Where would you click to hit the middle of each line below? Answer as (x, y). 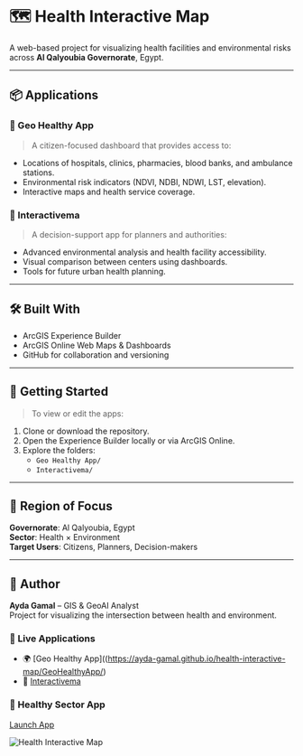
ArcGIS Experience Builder (72, 335)
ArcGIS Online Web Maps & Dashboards (96, 345)
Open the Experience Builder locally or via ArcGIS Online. (129, 440)
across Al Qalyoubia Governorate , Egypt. (87, 57)
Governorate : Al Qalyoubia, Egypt (72, 527)
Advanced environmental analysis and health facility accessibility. (145, 252)
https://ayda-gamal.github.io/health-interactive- (197, 658)
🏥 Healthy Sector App (57, 705)
